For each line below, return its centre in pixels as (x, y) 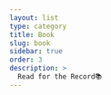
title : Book (32, 34)
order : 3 (26, 60)
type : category (38, 26)
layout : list (34, 18)
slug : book (30, 43)
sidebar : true (36, 52)
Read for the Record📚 (60, 77)
